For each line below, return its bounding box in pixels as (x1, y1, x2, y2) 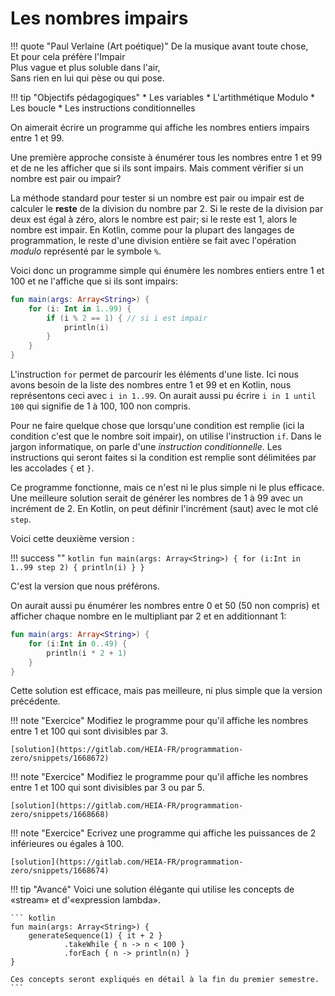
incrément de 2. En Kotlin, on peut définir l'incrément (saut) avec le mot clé (10, 503, 319, 515)
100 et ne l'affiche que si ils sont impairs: (10, 275, 179, 287)
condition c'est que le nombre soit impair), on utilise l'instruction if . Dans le (10, 430, 322, 442)
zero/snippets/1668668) (10, 810, 110, 820)
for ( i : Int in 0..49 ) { (28, 638, 128, 649)
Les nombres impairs (10, 7, 189, 30)
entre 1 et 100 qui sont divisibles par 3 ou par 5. (10, 782, 205, 794)
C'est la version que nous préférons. (10, 580, 160, 592)
